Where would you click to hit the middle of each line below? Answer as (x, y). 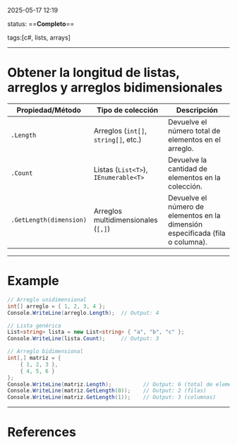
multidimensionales (126, 220)
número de (186, 206)
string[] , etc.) (118, 139)
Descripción (197, 110)
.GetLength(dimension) (49, 220)
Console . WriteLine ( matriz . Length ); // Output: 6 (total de (110, 384)
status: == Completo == (41, 24)
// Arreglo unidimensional (47, 299)
